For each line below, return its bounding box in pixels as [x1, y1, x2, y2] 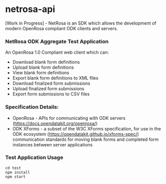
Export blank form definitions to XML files [12, 75, 99, 81]
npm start [5, 174, 26, 179]
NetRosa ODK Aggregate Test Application [5, 38, 109, 45]
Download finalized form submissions [12, 80, 90, 86]
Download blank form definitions [12, 59, 80, 65]
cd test [5, 165, 22, 170]
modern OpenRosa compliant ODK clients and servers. [5, 25, 118, 31]
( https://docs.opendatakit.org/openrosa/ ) [12, 120, 98, 126]
